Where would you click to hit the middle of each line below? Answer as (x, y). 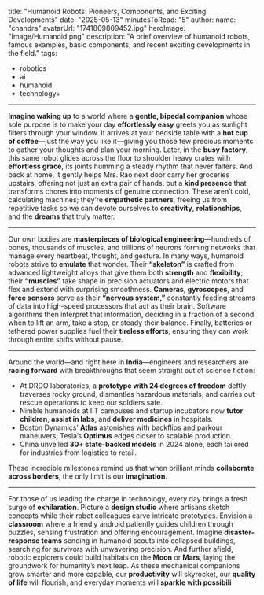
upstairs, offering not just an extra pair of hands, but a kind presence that (127, 183)
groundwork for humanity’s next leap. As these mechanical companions (124, 565)
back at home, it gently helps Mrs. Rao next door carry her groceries (119, 175)
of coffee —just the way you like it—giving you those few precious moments (131, 141)
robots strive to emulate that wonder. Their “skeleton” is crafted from (121, 264)
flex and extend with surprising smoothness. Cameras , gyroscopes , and (126, 289)
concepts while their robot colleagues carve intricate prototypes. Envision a (130, 516)
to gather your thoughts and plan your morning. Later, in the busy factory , (128, 150)
